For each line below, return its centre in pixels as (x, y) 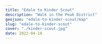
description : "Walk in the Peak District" (51, 15)
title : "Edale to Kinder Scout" (40, 10)
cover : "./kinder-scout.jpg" (36, 29)
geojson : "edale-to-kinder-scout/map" (47, 19)
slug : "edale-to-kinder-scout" (39, 24)
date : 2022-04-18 (24, 33)
